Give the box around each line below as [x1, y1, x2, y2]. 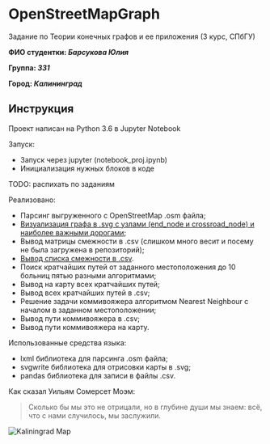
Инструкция [8, 102, 74, 116]
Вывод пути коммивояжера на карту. [19, 322, 150, 332]
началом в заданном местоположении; [19, 305, 157, 315]
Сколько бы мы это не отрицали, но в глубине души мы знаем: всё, [27, 402, 263, 412]
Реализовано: [8, 195, 57, 205]
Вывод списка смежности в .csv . [19, 253, 135, 263]
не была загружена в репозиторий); [19, 244, 145, 255]
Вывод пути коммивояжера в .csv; [19, 313, 140, 323]
